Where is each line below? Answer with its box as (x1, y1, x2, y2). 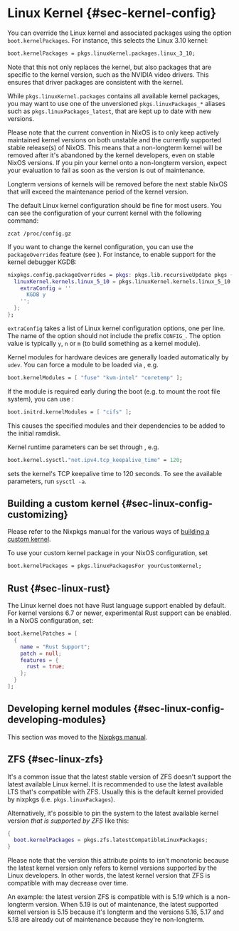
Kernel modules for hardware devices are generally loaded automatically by (7, 352, 229, 361)
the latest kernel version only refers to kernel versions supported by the (7, 863, 217, 873)
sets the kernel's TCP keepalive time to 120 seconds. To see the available (7, 469, 223, 478)
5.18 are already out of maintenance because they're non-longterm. (7, 915, 205, 924)
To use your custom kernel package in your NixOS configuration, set (7, 549, 208, 557)
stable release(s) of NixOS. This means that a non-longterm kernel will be (7, 143, 223, 152)
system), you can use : (7, 394, 74, 403)
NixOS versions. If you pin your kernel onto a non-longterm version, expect (7, 158, 228, 167)
